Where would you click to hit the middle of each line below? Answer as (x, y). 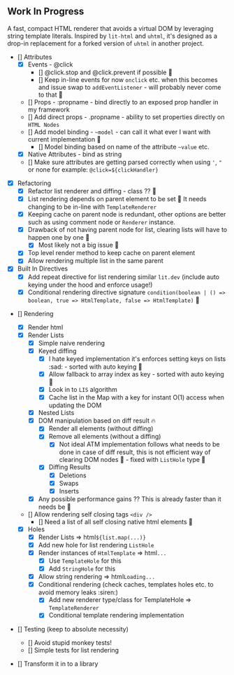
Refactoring (34, 183)
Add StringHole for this (82, 569)
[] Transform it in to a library (58, 664)
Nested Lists (56, 413)
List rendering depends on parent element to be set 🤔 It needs (117, 199)
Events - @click (50, 64)
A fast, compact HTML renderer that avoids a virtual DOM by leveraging (110, 28)
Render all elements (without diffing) (101, 429)
